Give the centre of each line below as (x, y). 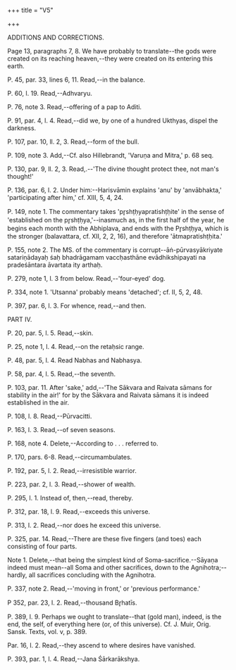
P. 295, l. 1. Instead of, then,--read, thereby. (70, 498)
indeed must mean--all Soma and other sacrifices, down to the (98, 567)
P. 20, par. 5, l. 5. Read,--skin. (50, 333)
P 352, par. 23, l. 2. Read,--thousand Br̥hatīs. (72, 602)
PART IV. (20, 319)
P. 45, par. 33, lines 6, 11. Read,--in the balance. (76, 80)
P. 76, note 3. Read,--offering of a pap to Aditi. (75, 107)
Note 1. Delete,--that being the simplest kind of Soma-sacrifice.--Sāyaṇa (113, 560)
